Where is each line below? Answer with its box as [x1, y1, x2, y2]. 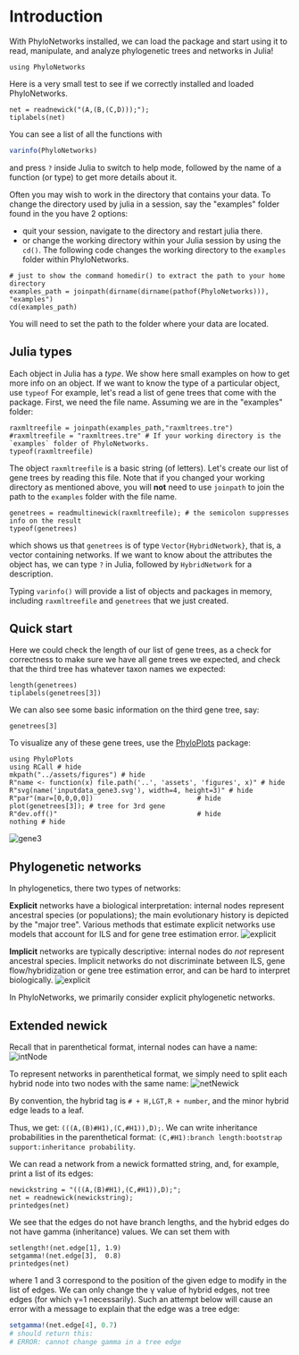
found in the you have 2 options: [9, 208, 129, 218]
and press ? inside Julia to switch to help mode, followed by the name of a [9, 162, 282, 173]
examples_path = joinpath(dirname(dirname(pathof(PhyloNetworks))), [9, 286, 270, 296]
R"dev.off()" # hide [9, 810, 221, 819]
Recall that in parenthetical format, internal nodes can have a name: [9, 1042, 258, 1052]
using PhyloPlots [9, 754, 74, 764]
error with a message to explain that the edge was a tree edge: [9, 1304, 240, 1315]
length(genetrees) [9, 681, 78, 690]
